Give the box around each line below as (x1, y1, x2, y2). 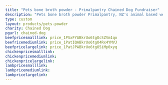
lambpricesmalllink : (5, 63, 48, 68)
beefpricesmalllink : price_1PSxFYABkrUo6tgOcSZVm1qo (5, 35, 117, 40)
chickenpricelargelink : (5, 58, 55, 63)
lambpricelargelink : (5, 72, 48, 77)
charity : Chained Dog (5, 26, 50, 31)
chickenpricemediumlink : (5, 53, 57, 59)
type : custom (5, 16, 32, 21)
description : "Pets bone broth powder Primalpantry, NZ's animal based (5, 12, 157, 17)
